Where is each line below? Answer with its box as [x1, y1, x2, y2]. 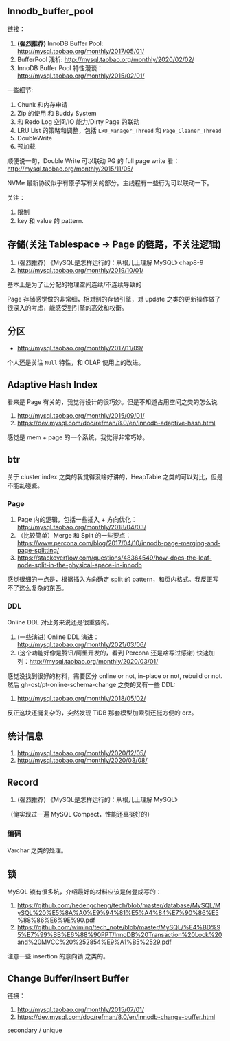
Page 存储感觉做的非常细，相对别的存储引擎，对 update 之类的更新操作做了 [7, 295, 221, 303]
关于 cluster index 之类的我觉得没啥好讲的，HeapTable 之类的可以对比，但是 [7, 473, 223, 481]
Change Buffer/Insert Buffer [7, 972, 129, 984]
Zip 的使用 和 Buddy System [16, 109, 97, 117]
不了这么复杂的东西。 [7, 584, 67, 592]
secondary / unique [7, 1026, 62, 1035]
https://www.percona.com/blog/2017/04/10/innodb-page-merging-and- [16, 539, 221, 547]
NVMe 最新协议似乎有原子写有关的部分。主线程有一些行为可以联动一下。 [7, 178, 213, 187]
